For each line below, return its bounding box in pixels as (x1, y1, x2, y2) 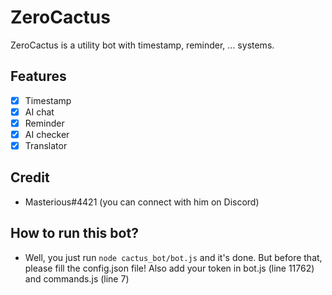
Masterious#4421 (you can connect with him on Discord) (24, 196, 260, 208)
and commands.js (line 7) (24, 272, 130, 285)
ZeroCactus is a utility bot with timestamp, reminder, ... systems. (10, 39, 275, 51)
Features (10, 68, 67, 85)
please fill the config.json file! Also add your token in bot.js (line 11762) (24, 262, 315, 274)
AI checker (24, 128, 70, 140)
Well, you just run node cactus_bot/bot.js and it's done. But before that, (24, 251, 323, 263)
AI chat (24, 106, 55, 118)
